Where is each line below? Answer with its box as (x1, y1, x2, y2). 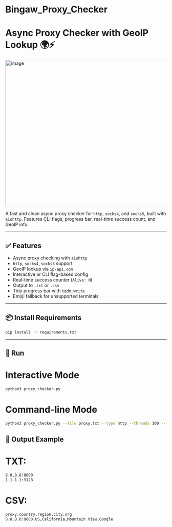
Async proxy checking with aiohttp (12, 255, 88, 261)
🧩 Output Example (5, 435, 64, 444)
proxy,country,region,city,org (5, 512, 72, 517)
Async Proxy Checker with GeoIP (5, 27, 149, 39)
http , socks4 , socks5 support (12, 260, 73, 266)
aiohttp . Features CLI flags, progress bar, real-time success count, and (5, 216, 156, 222)
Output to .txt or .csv (12, 282, 60, 288)
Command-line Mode (5, 404, 97, 415)
